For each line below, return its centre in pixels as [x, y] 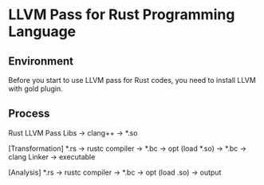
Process [29, 114]
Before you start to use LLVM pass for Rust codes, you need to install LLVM [132, 80]
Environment [41, 61]
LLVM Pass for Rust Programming [122, 15]
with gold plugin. [36, 89]
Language [42, 31]
